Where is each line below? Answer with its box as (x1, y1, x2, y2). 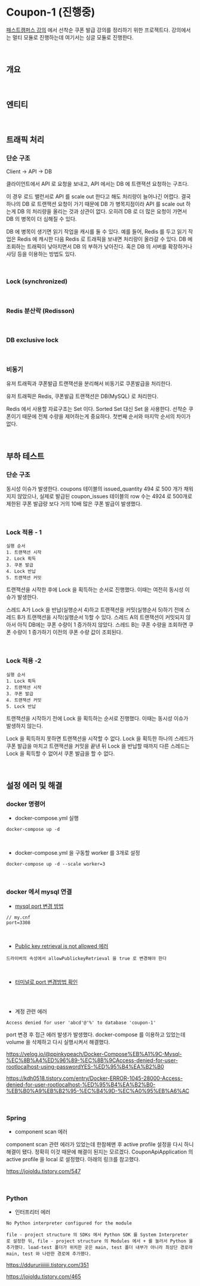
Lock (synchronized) (6, 277, 67, 286)
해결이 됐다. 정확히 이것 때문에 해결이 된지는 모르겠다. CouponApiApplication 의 (6, 1148, 193, 1155)
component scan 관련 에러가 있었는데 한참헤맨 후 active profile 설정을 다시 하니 (6, 1141, 194, 1147)
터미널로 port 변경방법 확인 (14, 978, 78, 986)
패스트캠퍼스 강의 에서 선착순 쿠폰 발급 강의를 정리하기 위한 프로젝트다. (6, 26, 170, 33)
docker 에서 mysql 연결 (6, 888, 72, 896)
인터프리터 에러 (14, 1208, 51, 1216)
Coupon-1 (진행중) (6, 5, 96, 19)
